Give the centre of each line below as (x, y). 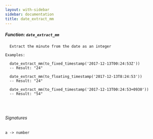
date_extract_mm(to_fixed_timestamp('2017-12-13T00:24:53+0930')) (79, 90)
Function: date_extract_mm (32, 35)
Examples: (15, 55)
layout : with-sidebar (27, 10)
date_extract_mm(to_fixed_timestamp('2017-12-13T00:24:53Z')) (75, 64)
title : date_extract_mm (30, 19)
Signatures (16, 118)
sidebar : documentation (30, 14)
